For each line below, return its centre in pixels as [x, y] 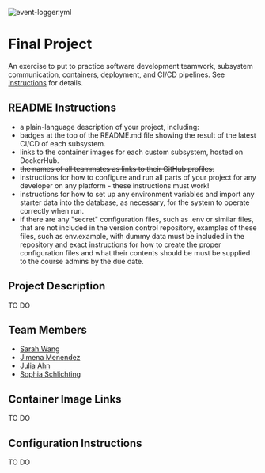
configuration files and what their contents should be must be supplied [135, 252]
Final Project [50, 44]
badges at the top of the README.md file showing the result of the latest [138, 135]
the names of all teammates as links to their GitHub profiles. [117, 168]
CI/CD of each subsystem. [62, 143]
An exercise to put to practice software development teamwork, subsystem [131, 66]
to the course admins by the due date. [81, 261]
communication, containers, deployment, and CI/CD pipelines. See [117, 74]
